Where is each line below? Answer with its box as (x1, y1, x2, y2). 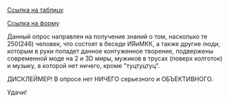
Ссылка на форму (7, 19, 60, 27)
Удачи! (7, 89, 28, 96)
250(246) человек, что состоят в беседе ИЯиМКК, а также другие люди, (7, 40, 221, 47)
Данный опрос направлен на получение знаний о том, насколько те (7, 32, 208, 41)
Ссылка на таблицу (7, 6, 64, 14)
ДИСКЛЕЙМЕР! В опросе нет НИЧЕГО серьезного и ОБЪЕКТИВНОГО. (7, 75, 213, 83)
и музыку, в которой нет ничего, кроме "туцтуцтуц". (7, 62, 160, 69)
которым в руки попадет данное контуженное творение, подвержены (7, 47, 214, 55)
